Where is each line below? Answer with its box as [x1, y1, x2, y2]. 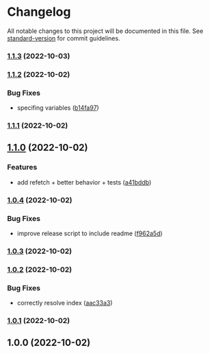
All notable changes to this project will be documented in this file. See [7, 27, 204, 35]
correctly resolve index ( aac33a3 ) [16, 299, 113, 307]
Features [7, 163, 38, 172]
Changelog [7, 4, 71, 20]
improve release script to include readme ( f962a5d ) [16, 229, 163, 237]
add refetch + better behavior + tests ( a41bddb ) [16, 178, 152, 186]
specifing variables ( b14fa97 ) [16, 104, 99, 112]
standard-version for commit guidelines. [7, 34, 120, 42]
